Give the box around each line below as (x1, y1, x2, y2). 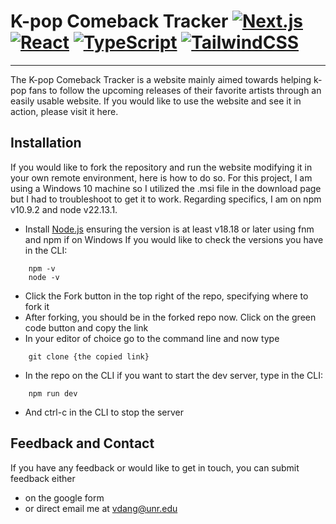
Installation (10, 135, 82, 152)
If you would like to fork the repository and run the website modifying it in (10, 161, 313, 173)
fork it (24, 300, 50, 312)
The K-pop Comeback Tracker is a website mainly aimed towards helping (10, 73, 312, 85)
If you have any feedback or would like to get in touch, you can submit (10, 461, 300, 474)
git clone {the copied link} (28, 351, 150, 362)
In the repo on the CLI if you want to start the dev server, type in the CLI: (24, 369, 324, 381)
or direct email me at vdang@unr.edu (24, 502, 178, 514)
